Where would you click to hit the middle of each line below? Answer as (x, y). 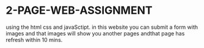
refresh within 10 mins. (34, 40)
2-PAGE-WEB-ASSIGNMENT (79, 10)
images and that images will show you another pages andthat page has (95, 33)
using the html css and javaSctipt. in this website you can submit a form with (102, 27)
